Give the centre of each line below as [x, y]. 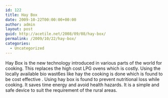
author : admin [20, 24]
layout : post [19, 29]
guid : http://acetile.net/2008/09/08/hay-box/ [56, 34]
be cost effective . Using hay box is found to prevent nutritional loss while [82, 79]
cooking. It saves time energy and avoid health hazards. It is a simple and [82, 85]
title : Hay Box [21, 15]
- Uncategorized [27, 48]
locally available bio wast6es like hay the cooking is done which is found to [84, 74]
